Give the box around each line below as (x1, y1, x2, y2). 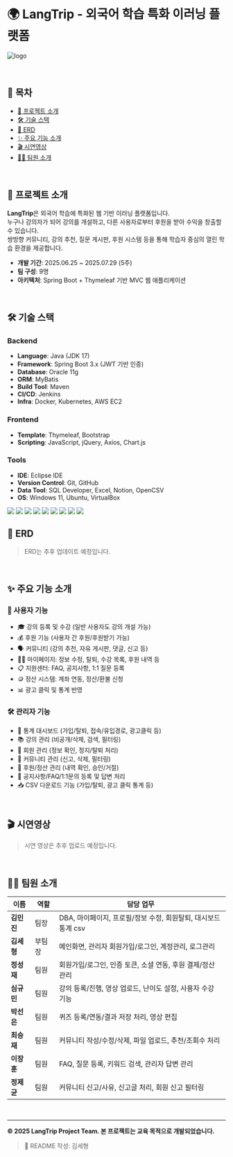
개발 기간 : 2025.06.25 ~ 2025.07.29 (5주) (17, 258, 133, 266)
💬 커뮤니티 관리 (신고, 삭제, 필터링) (17, 754, 111, 763)
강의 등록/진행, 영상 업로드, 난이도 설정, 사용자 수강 (58, 984, 215, 994)
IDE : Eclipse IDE (17, 471, 63, 479)
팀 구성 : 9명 (17, 267, 49, 276)
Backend (7, 335, 38, 345)
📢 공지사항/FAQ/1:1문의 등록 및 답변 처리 (17, 772, 126, 780)
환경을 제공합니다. (14, 244, 63, 252)
